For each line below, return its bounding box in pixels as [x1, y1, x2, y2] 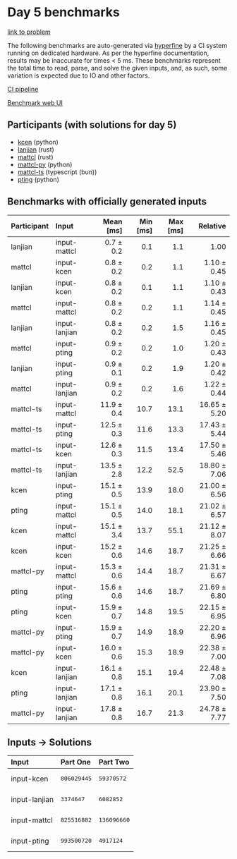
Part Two [98, 757, 130, 767]
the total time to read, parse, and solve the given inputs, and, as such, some [7, 63, 228, 72]
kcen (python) [17, 138, 59, 146]
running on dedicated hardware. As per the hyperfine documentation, [7, 49, 209, 57]
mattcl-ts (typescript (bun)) [17, 167, 97, 176]
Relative [198, 221, 226, 231]
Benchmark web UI [7, 98, 63, 106]
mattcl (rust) [17, 152, 54, 161]
